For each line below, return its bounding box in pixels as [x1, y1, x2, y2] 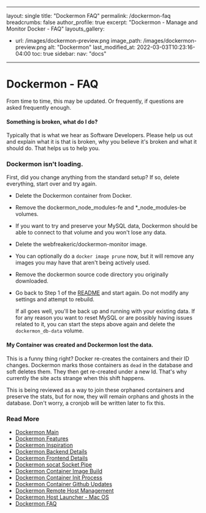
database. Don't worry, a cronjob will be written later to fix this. [6, 399, 166, 406]
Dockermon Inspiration [15, 441, 74, 449]
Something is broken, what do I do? [6, 118, 98, 125]
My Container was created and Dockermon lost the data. [6, 341, 154, 349]
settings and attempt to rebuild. [15, 296, 95, 303]
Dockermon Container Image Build [15, 467, 102, 474]
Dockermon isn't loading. [6, 160, 83, 168]
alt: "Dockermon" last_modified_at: [48, 43, 136, 51]
